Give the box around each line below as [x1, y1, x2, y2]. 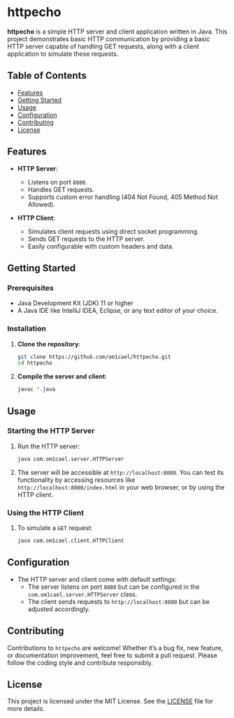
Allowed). [27, 200, 56, 208]
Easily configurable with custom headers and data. [27, 242, 174, 250]
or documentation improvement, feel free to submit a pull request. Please [7, 651, 218, 659]
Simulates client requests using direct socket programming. [27, 227, 199, 235]
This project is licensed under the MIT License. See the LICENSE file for [7, 697, 214, 705]
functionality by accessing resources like [17, 476, 136, 484]
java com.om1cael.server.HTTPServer [17, 455, 124, 462]
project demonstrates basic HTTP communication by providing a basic [7, 34, 210, 43]
